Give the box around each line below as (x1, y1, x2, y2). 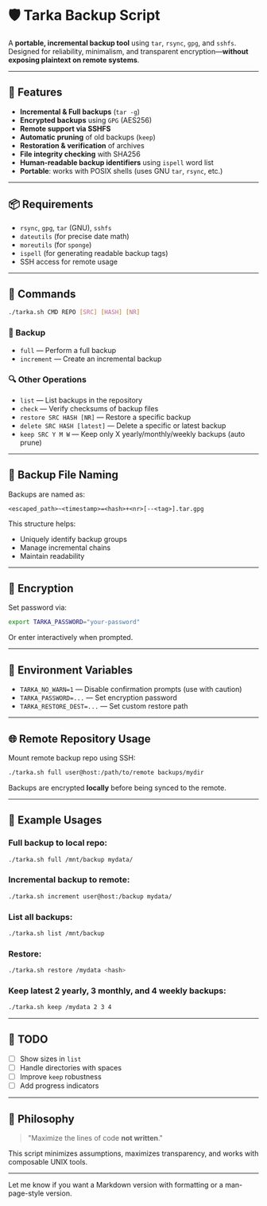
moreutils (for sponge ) (19, 240, 92, 249)
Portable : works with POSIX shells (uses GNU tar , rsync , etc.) (19, 166, 223, 175)
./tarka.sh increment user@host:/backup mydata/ (8, 892, 172, 901)
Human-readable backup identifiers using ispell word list (19, 157, 215, 167)
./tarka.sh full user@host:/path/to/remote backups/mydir (8, 768, 204, 776)
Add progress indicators (19, 1081, 99, 1090)
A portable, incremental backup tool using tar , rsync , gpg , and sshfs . (8, 37, 237, 48)
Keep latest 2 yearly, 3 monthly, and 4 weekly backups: (8, 985, 226, 996)
